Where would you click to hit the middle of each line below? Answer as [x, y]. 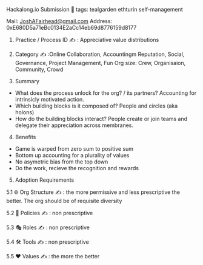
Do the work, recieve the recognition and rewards [77, 168]
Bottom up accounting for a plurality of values [72, 155]
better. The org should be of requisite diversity [64, 201]
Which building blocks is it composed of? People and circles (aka [96, 106]
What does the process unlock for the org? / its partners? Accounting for [106, 93]
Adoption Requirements [45, 180]
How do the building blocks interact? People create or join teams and [101, 119]
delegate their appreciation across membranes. [74, 125]
